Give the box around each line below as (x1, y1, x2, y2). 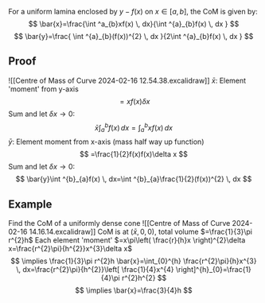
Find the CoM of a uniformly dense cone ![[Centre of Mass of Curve (8, 219, 231, 228)
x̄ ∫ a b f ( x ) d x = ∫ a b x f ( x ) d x (94, 121, 173, 134)
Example (8, 197, 53, 211)
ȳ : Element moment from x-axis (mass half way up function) (8, 137, 205, 146)
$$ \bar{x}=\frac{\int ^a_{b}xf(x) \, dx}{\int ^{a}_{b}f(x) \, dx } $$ (28, 19, 240, 29)
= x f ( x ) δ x (119, 96, 150, 106)
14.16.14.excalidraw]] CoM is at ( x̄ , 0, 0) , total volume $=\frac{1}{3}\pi (29, 227, 253, 237)
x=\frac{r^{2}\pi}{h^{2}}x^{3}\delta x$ (8, 244, 133, 254)
